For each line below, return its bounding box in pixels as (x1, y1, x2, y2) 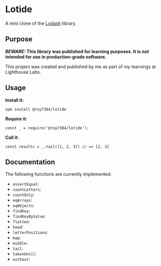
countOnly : (12, 192, 35, 198)
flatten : (12, 218, 30, 225)
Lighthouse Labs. (5, 69, 41, 75)
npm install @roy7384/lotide (5, 107, 67, 112)
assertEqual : (12, 181, 39, 187)
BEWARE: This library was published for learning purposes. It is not (5, 48, 149, 54)
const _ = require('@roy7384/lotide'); (5, 125, 89, 130)
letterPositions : (12, 229, 48, 236)
